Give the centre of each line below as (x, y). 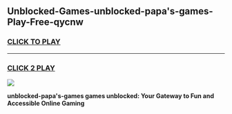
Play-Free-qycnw (46, 22)
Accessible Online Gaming (46, 103)
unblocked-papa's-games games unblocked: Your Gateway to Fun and (110, 95)
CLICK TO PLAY (34, 42)
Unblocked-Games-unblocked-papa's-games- (110, 11)
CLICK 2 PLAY (31, 68)
